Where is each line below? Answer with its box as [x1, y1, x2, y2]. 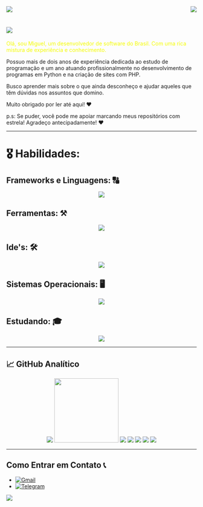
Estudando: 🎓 [6, 316, 62, 326]
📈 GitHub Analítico [6, 359, 80, 369]
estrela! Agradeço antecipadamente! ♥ [6, 119, 104, 126]
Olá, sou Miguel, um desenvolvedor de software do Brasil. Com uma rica [6, 39, 187, 47]
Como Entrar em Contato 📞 [6, 460, 106, 471]
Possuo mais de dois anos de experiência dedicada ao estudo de [6, 57, 169, 65]
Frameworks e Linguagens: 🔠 [6, 175, 120, 185]
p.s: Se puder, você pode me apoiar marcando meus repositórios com [6, 112, 180, 120]
